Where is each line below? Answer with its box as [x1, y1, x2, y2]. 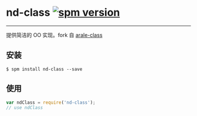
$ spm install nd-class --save [6, 66, 83, 72]
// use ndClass [6, 105, 43, 111]
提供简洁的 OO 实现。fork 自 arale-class [6, 31, 103, 38]
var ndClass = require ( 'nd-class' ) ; [6, 100, 96, 105]
